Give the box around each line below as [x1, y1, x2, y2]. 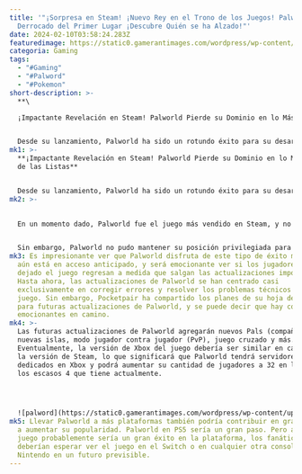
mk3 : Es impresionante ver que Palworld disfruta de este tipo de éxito [9, 252, 288, 261]
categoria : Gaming [9, 47, 78, 56]
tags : [9, 55, 30, 64]
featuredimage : [9, 38, 67, 48]
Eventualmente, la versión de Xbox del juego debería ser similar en [17, 344, 283, 353]
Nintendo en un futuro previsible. [17, 451, 151, 460]
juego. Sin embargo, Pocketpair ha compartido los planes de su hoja [17, 293, 283, 302]
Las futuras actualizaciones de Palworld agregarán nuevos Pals [17, 327, 263, 336]
